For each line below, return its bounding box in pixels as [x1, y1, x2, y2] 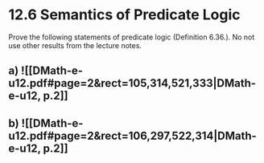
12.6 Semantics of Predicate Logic [8, 6, 241, 24]
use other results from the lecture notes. [8, 40, 142, 50]
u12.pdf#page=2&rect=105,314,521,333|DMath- [8, 76, 256, 90]
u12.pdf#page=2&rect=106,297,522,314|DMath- [8, 128, 258, 142]
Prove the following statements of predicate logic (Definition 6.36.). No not [8, 32, 255, 42]
